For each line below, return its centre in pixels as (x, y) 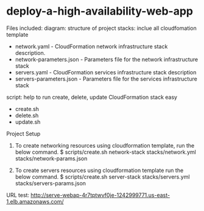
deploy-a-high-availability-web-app (100, 11)
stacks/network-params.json (51, 158)
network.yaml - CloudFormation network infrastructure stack (91, 46)
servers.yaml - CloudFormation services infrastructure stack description (106, 72)
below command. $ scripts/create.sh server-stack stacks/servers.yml (102, 177)
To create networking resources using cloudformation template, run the (105, 145)
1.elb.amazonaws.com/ (35, 201)
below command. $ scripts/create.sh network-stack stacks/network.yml (105, 152)
